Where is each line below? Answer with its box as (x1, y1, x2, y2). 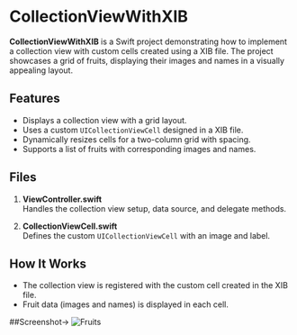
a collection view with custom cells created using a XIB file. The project (9, 45, 274, 56)
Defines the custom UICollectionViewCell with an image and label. (22, 230, 271, 240)
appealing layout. (9, 65, 74, 76)
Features (9, 91, 60, 106)
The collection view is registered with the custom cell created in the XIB (22, 280, 288, 291)
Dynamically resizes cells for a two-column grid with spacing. (22, 133, 251, 145)
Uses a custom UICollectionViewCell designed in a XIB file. (22, 124, 244, 135)
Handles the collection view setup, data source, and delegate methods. (22, 203, 286, 213)
